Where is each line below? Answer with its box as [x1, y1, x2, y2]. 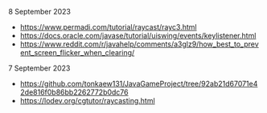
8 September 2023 [8, 7, 71, 16]
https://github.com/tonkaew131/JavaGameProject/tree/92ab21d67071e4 [19, 79, 258, 88]
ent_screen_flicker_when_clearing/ [19, 48, 135, 57]
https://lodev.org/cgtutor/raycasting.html [19, 96, 155, 105]
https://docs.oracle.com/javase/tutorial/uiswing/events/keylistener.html [19, 31, 257, 40]
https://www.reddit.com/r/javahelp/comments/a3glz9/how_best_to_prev [19, 39, 259, 49]
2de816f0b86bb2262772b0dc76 [19, 87, 129, 97]
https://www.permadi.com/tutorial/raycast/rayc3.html [19, 22, 197, 31]
